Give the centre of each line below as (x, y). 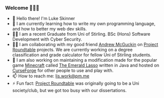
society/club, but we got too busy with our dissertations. (69, 91)
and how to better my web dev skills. (49, 29)
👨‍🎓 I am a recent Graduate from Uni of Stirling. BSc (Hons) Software (81, 34)
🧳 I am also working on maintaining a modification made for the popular (85, 60)
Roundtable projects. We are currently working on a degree (72, 50)
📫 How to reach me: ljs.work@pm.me (51, 76)
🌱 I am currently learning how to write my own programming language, (84, 24)
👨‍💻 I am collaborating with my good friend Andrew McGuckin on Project (85, 45)
